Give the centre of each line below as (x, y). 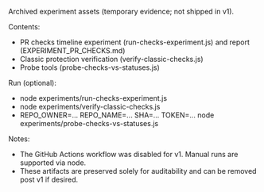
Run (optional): (33, 83)
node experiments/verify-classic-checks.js (90, 107)
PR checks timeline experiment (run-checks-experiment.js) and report (135, 42)
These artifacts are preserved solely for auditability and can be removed (138, 171)
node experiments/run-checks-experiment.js (93, 98)
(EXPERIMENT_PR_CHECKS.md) (72, 50)
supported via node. (53, 163)
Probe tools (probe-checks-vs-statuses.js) (90, 67)
